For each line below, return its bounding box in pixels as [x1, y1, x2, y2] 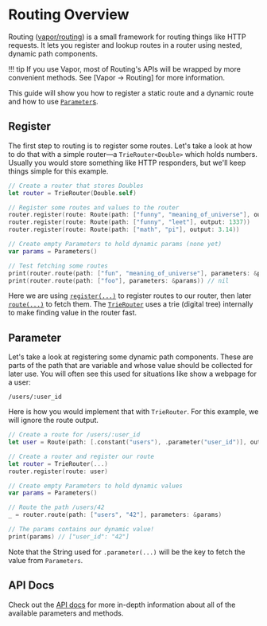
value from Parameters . [8, 555, 83, 565]
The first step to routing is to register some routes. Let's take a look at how [8, 141, 253, 151]
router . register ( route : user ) [8, 468, 109, 475]
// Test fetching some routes [8, 261, 109, 270]
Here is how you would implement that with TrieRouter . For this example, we [8, 407, 259, 417]
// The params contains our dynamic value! [8, 526, 155, 534]
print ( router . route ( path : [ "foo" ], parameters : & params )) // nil [8, 276, 230, 284]
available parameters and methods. [8, 608, 124, 618]
